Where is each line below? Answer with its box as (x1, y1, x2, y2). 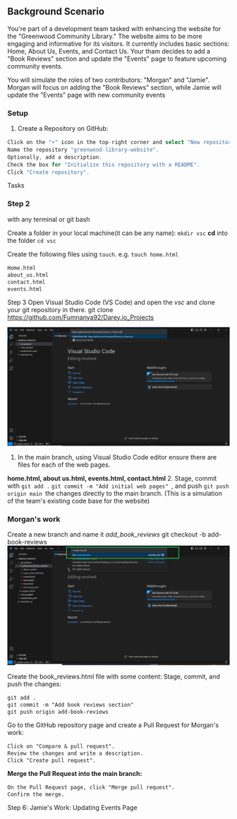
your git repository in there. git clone (7, 305, 114, 313)
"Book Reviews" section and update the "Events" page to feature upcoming (7, 54, 227, 63)
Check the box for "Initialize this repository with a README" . (7, 161, 200, 168)
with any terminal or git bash (7, 215, 90, 223)
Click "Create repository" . (7, 169, 90, 176)
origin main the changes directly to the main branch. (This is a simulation (7, 489, 222, 497)
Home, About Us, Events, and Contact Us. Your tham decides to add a (7, 47, 210, 55)
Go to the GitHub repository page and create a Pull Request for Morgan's (7, 721, 219, 729)
